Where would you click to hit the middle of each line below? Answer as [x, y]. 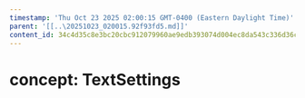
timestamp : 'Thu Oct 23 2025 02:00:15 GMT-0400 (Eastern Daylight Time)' [152, 18]
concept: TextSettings [95, 79]
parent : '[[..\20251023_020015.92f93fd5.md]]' [99, 26]
